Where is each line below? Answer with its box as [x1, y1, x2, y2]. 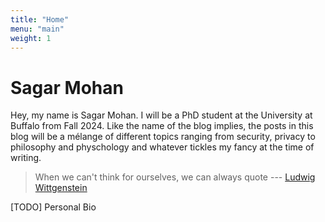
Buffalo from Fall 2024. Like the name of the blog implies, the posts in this [10, 120, 314, 132]
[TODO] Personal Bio [10, 201, 97, 213]
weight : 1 [10, 33, 52, 43]
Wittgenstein [34, 182, 88, 194]
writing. [10, 152, 42, 164]
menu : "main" [10, 24, 65, 34]
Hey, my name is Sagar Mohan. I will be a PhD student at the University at [10, 109, 313, 121]
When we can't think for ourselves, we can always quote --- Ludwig [34, 171, 316, 183]
